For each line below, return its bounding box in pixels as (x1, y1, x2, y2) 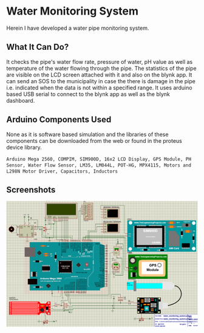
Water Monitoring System (6, 4, 138, 18)
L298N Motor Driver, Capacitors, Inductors (6, 168, 118, 174)
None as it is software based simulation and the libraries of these (6, 131, 169, 138)
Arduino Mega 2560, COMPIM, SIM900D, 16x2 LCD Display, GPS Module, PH (6, 156, 191, 162)
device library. (6, 143, 42, 151)
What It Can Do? (6, 42, 69, 52)
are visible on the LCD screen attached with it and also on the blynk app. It (6, 71, 192, 78)
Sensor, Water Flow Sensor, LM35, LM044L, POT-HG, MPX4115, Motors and (6, 162, 191, 168)
